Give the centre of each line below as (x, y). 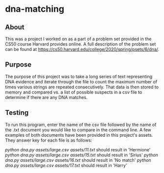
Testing (17, 113)
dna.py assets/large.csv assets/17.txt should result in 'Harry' (66, 165)
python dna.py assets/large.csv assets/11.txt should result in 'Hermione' (78, 149)
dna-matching (35, 9)
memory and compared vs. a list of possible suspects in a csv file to (74, 92)
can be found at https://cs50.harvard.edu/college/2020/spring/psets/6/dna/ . (82, 49)
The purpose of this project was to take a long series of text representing (79, 76)
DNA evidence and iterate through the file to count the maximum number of (81, 81)
